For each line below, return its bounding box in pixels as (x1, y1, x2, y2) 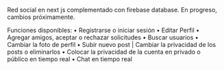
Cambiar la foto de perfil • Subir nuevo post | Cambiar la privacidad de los (7, 41, 216, 48)
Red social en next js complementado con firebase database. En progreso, (7, 6, 218, 14)
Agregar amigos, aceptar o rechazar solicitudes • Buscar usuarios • (7, 33, 199, 41)
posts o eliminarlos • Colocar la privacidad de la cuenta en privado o (7, 48, 201, 56)
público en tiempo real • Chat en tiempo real (7, 55, 132, 63)
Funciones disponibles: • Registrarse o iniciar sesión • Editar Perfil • (7, 27, 200, 34)
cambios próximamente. (7, 13, 75, 21)
